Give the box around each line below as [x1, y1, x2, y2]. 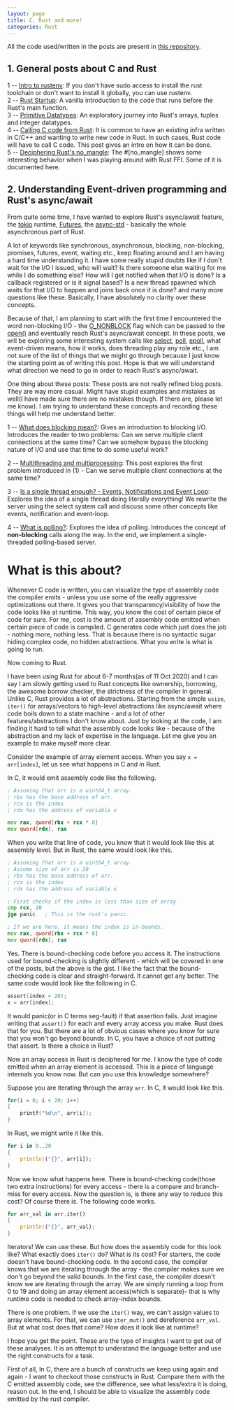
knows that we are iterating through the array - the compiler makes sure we [7, 1265, 225, 1274]
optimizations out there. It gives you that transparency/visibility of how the [7, 600, 221, 608]
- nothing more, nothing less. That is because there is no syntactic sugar [7, 630, 217, 639]
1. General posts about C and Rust [7, 62, 157, 74]
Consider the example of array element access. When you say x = [7, 753, 198, 761]
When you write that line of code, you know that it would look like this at [7, 839, 214, 847]
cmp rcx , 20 [7, 904, 42, 911]
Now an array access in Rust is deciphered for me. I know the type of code [7, 1055, 223, 1063]
